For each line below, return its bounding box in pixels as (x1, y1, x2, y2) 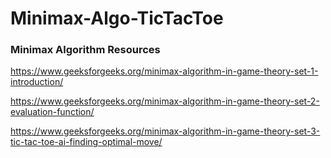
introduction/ (10, 76, 64, 88)
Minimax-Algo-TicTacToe (10, 7, 224, 30)
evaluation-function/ (10, 106, 95, 118)
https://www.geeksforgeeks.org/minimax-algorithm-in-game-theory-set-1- (10, 65, 319, 77)
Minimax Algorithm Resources (10, 43, 161, 57)
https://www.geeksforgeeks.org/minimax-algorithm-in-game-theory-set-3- (10, 125, 321, 137)
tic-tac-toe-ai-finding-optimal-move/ (10, 136, 163, 148)
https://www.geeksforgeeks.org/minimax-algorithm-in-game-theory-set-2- (10, 95, 320, 107)
